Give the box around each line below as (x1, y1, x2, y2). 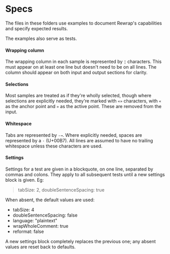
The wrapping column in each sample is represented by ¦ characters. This (5, 58, 162, 65)
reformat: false (12, 228, 45, 235)
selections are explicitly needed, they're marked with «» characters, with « (5, 98, 161, 104)
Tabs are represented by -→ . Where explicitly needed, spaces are (5, 132, 142, 138)
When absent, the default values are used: (5, 197, 95, 203)
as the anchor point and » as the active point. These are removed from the (5, 103, 162, 110)
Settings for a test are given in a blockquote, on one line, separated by (5, 166, 154, 172)
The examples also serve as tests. (5, 35, 77, 41)
